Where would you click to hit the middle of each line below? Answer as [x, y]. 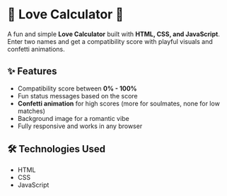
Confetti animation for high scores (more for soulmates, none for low [119, 103]
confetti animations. [36, 49]
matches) [31, 111]
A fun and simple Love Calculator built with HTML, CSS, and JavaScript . [114, 34]
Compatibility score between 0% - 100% [77, 88]
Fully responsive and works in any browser [80, 126]
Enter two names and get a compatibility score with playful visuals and [110, 41]
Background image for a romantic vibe [73, 118]
